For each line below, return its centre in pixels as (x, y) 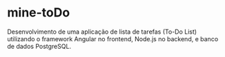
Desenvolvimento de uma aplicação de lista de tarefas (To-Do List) (102, 32)
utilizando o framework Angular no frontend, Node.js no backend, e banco (113, 38)
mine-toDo (39, 13)
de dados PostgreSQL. (39, 46)
